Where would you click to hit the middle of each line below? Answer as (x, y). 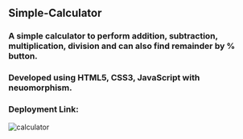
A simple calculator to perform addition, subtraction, (113, 36)
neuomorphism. (40, 88)
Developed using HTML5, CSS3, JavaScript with (104, 78)
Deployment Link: (43, 109)
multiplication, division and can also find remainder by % (122, 46)
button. (23, 56)
